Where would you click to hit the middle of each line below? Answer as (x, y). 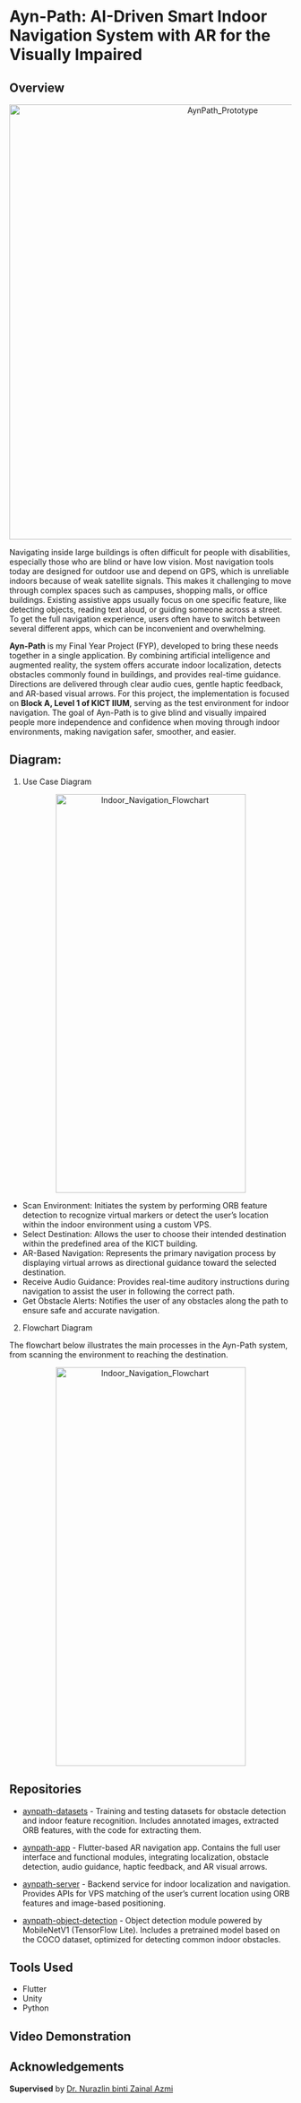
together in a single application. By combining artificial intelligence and (140, 655)
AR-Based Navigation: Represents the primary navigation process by (149, 1252)
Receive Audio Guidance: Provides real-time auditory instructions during (155, 1281)
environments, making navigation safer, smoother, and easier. (123, 732)
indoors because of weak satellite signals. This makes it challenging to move (150, 581)
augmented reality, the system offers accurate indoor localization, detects (146, 665)
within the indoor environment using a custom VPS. (117, 1224)
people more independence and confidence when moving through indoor (145, 722)
